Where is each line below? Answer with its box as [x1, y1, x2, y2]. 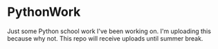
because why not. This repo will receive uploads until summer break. [7, 34, 203, 42]
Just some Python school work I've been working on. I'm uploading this [7, 27, 211, 35]
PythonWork [7, 4, 81, 20]
